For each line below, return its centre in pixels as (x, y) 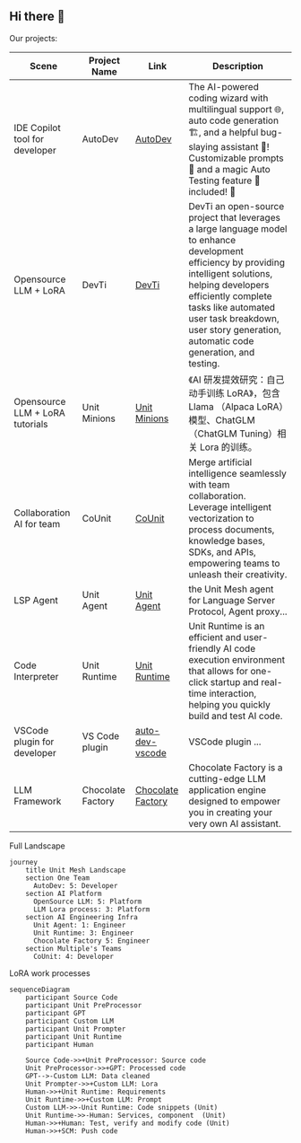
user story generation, (235, 330)
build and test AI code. (235, 716)
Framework (38, 801)
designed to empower (234, 801)
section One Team (58, 878)
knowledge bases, (227, 541)
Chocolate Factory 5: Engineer (91, 941)
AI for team (37, 523)
